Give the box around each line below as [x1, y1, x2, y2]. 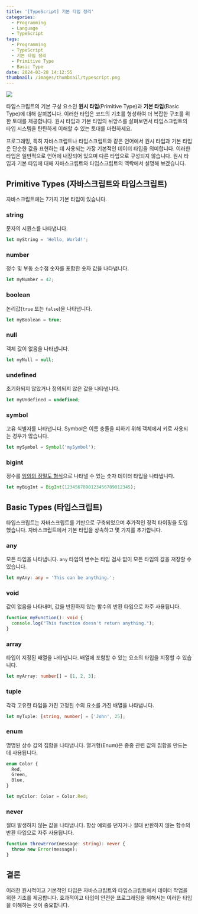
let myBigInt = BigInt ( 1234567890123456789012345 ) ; [6, 484, 136, 490]
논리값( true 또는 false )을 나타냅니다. [6, 305, 93, 312]
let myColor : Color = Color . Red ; [6, 794, 89, 800]
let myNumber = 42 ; [6, 276, 54, 283]
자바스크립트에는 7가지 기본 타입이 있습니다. [6, 195, 108, 202]
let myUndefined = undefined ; [6, 397, 81, 403]
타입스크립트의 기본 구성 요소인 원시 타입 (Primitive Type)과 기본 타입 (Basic [6, 103, 179, 110]
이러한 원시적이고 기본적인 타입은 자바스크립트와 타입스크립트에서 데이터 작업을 [6, 886, 188, 894]
